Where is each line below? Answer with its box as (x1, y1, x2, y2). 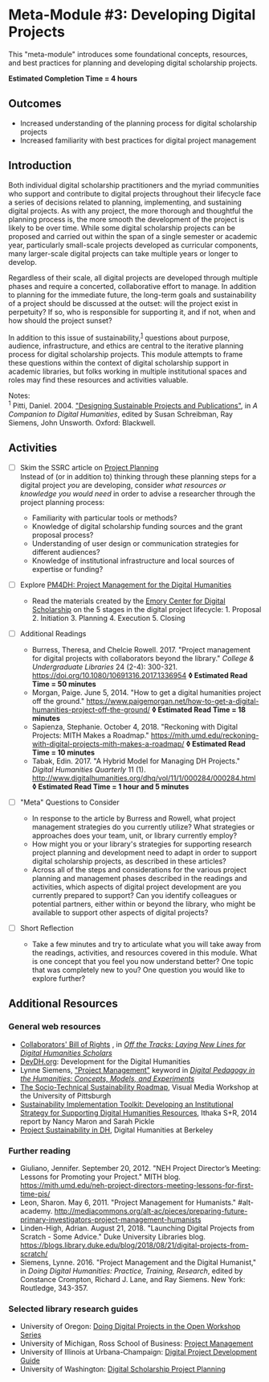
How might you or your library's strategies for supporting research (31, 839, 252, 849)
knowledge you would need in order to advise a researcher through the (19, 489, 255, 499)
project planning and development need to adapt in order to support (31, 847, 257, 857)
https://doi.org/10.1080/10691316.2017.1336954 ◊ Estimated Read (31, 670, 248, 680)
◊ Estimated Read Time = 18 (152, 705, 247, 714)
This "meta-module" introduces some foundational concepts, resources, (8, 49, 248, 59)
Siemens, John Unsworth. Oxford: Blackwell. (8, 417, 157, 428)
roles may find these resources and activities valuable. (8, 375, 189, 385)
